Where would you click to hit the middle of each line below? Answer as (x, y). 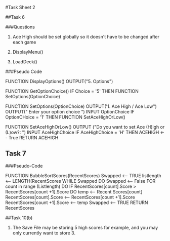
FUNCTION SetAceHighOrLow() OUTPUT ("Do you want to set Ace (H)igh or (85, 127)
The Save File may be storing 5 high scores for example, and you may (85, 227)
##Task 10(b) (19, 218)
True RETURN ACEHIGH (33, 138)
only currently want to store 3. (44, 233)
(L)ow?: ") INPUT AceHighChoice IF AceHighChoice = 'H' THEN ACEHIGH (82, 132)
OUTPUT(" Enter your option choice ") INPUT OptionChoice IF (70, 112)
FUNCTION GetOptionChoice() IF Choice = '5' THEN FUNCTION (72, 91)
